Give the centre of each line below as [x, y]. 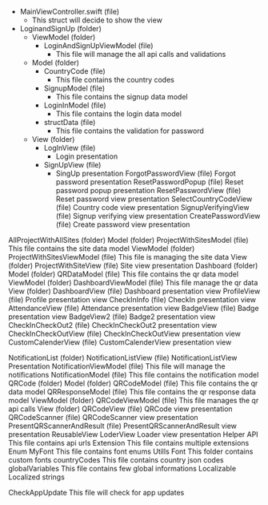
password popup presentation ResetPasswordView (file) [148, 190]
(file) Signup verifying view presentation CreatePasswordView [158, 216]
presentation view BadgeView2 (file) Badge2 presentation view [112, 317]
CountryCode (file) [74, 71]
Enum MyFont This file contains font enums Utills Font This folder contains [131, 451]
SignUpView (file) [72, 165]
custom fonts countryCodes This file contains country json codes [116, 460]
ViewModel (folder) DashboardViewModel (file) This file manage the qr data [133, 283]
